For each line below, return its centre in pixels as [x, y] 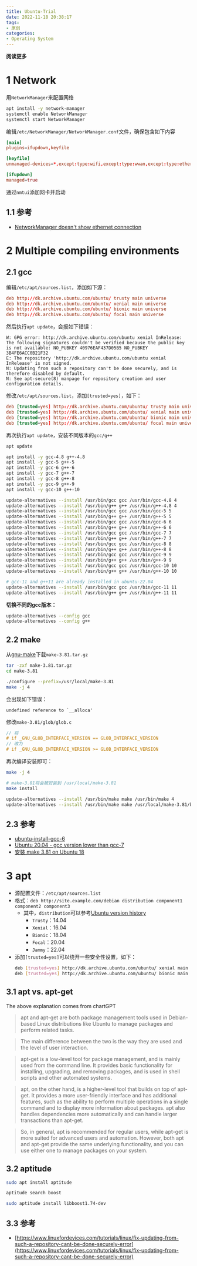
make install [22, 788]
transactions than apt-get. [52, 1120]
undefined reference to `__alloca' [50, 710]
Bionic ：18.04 [49, 935]
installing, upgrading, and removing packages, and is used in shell [100, 1071]
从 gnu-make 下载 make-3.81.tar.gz [47, 654]
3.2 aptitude [29, 1169]
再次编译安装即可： [29, 761]
